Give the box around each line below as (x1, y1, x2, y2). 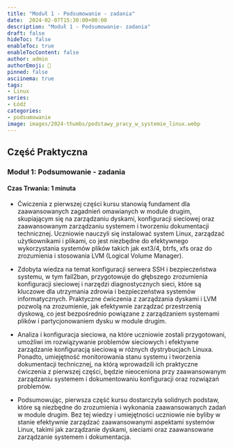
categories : (7, 107, 42, 114)
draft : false (7, 29, 45, 37)
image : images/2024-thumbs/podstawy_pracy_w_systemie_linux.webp (7, 120, 200, 128)
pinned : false (7, 68, 49, 75)
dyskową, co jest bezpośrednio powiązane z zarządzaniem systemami (17, 309, 220, 318)
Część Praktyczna (7, 146, 88, 157)
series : (7, 95, 30, 102)
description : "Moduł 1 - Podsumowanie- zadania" (7, 23, 151, 30)
